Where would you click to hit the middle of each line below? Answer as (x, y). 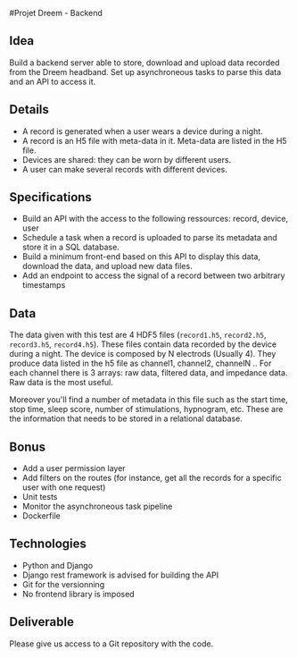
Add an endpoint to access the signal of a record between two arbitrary (153, 275)
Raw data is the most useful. (62, 383)
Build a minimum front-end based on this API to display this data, (141, 257)
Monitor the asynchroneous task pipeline (97, 506)
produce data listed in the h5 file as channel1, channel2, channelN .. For (140, 363)
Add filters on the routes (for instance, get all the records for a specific (152, 478)
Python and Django (58, 565)
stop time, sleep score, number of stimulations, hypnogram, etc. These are (146, 409)
